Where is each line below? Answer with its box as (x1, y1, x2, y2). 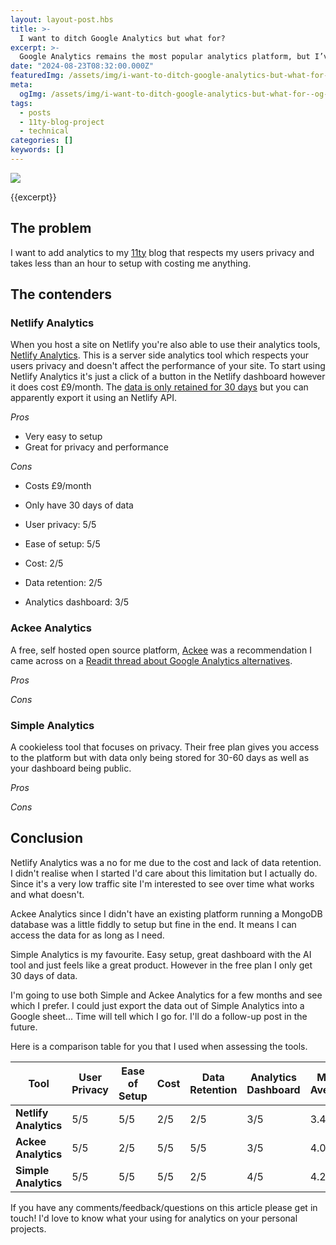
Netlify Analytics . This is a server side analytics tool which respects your (10, 349, 310, 361)
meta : (10, 80, 33, 90)
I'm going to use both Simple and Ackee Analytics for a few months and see (10, 989, 323, 1001)
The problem (10, 220, 92, 237)
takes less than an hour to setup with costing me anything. (10, 257, 252, 269)
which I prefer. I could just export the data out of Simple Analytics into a (10, 999, 305, 1011)
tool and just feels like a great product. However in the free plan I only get (10, 959, 313, 971)
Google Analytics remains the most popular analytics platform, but (19, 52, 311, 62)
